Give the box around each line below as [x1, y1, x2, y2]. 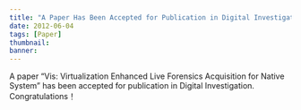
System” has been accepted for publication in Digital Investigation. [9, 80, 255, 91]
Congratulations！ [9, 91, 76, 102]
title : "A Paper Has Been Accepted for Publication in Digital [9, 13, 251, 22]
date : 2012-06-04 [9, 21, 74, 30]
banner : [9, 47, 39, 55]
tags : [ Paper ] [9, 30, 63, 38]
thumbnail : [9, 38, 50, 47]
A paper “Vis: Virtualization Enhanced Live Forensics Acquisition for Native [9, 71, 285, 81]
